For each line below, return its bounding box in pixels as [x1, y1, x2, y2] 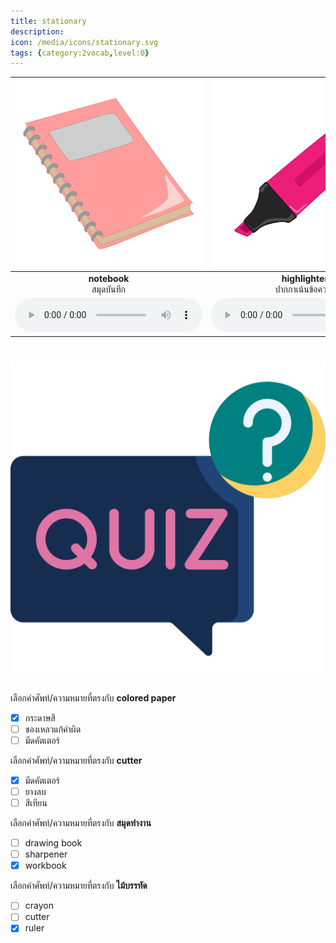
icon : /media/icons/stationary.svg [10, 37, 159, 47]
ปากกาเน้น [274, 283, 310, 295]
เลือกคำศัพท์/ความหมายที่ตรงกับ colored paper [10, 691, 177, 704]
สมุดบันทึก [91, 283, 127, 295]
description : [10, 26, 65, 37]
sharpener [24, 848, 68, 860]
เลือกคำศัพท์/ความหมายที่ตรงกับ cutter [10, 754, 143, 766]
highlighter [281, 273, 329, 284]
